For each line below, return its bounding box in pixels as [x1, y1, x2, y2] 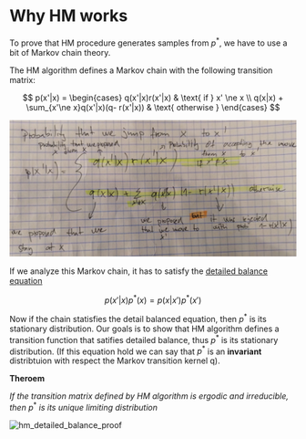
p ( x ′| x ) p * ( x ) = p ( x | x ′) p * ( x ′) [104, 293, 202, 306]
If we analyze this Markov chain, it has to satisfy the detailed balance [9, 266, 269, 277]
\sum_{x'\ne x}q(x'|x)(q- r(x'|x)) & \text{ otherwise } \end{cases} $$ [25, 101, 280, 112]
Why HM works [9, 5, 128, 26]
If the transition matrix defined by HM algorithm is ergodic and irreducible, [9, 391, 290, 402]
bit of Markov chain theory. [9, 47, 111, 57]
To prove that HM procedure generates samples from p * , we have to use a [9, 36, 288, 48]
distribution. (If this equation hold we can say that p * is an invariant [9, 344, 262, 357]
